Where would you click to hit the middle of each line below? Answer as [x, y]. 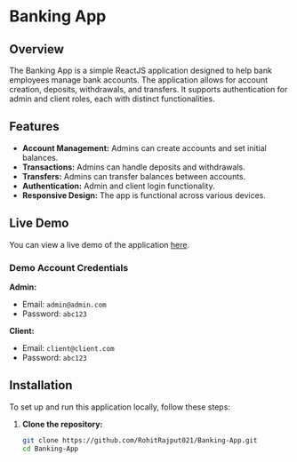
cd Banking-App [50, 449]
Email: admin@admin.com [64, 304]
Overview [37, 49]
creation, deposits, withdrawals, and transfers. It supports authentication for [148, 89]
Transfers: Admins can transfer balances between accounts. [134, 176]
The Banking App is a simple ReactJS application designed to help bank [141, 70]
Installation [41, 385]
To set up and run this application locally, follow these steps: [120, 407]
